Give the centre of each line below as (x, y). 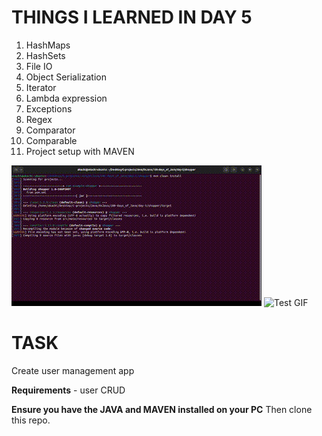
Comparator (50, 130)
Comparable (51, 140)
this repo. (31, 420)
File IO (39, 66)
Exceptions (49, 108)
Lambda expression (66, 98)
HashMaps (48, 45)
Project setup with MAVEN (80, 151)
